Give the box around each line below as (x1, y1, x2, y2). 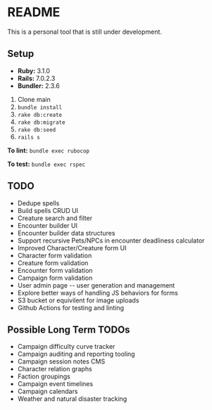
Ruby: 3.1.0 (17, 66, 51, 75)
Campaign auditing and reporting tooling (17, 350, 135, 359)
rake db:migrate (17, 119, 66, 126)
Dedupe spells (17, 198, 60, 207)
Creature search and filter (17, 214, 93, 222)
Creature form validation (17, 258, 89, 267)
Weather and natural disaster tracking (17, 395, 127, 403)
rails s (17, 134, 40, 141)
